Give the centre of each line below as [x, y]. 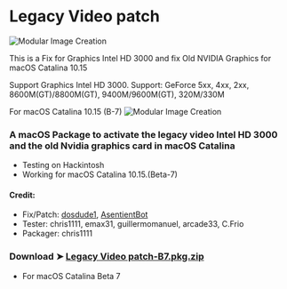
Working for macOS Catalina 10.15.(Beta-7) [100, 174]
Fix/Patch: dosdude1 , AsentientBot [85, 214]
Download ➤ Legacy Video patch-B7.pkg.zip [107, 257]
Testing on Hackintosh [63, 165]
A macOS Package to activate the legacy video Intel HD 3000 [143, 134]
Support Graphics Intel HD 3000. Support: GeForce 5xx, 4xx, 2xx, [129, 84]
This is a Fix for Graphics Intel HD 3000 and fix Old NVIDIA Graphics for [140, 58]
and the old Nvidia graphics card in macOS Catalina [122, 146]
